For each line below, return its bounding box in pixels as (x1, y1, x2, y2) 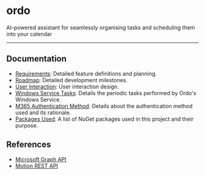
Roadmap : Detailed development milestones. (15, 76, 128, 84)
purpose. (15, 121, 38, 129)
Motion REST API (15, 162, 59, 170)
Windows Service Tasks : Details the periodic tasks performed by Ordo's (15, 89, 196, 96)
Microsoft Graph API (15, 155, 67, 163)
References (6, 140, 51, 150)
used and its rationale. (15, 109, 71, 116)
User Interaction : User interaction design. (15, 83, 119, 90)
